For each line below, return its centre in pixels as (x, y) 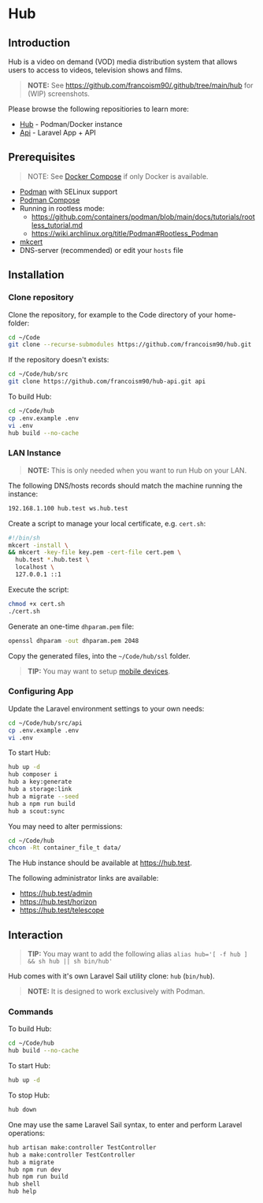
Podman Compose (50, 200)
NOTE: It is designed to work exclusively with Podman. (116, 991)
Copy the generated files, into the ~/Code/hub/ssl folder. (99, 655)
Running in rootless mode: (62, 208)
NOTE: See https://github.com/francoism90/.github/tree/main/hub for (140, 85)
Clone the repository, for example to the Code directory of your (111, 314)
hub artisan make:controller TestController (82, 1147)
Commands (31, 1012)
